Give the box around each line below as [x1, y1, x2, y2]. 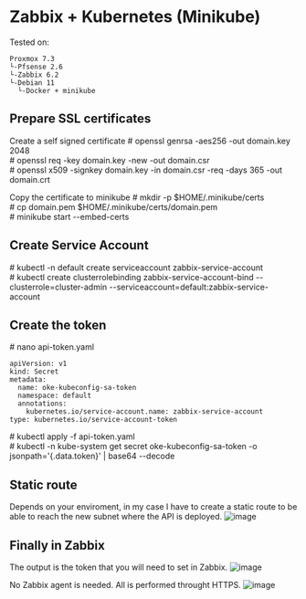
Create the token [9, 317, 107, 332]
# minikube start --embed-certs [9, 211, 130, 222]
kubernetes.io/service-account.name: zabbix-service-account [26, 407, 263, 416]
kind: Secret [9, 367, 59, 376]
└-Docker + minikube [17, 86, 96, 95]
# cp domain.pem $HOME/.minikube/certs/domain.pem [9, 201, 218, 212]
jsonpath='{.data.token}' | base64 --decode [9, 450, 175, 462]
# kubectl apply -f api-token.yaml [9, 431, 135, 442]
